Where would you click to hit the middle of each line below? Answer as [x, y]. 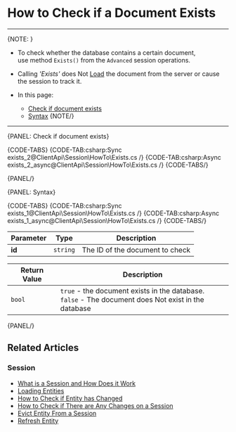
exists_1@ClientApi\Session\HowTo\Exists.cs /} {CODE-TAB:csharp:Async [113, 213]
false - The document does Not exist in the [132, 299]
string [64, 250]
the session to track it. [50, 81]
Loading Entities [41, 390]
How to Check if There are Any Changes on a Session [95, 405]
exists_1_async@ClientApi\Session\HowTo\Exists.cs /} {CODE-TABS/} [107, 220]
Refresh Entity [38, 421]
